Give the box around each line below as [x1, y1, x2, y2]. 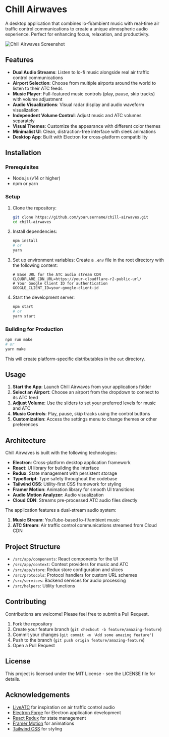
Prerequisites [5, 164, 39, 171]
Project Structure [5, 542, 61, 551]
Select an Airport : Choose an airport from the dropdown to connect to [12, 389, 159, 395]
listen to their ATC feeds [12, 85, 63, 91]
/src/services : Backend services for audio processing [12, 577, 126, 584]
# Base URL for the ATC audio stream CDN [12, 272, 101, 277]
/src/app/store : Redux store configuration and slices [12, 567, 123, 573]
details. [5, 676, 21, 682]
